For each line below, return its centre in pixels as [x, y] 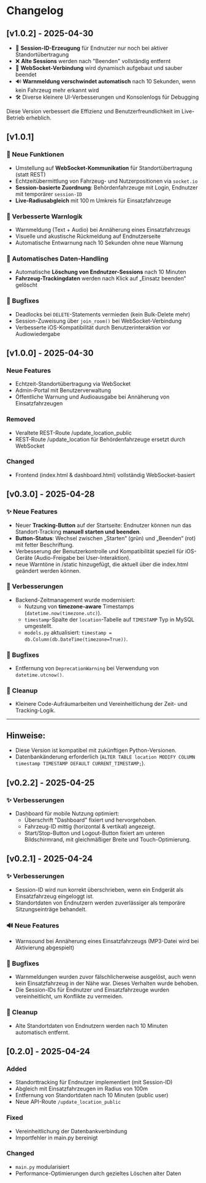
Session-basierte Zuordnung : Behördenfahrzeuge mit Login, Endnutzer [106, 187]
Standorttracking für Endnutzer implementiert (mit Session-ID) [94, 1082]
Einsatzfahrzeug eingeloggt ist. [54, 896]
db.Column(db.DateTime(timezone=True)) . [76, 639]
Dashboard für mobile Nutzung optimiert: [67, 813]
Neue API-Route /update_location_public [68, 1102]
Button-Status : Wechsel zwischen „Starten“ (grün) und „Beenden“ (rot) [105, 538]
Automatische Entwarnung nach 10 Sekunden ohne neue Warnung [99, 242]
